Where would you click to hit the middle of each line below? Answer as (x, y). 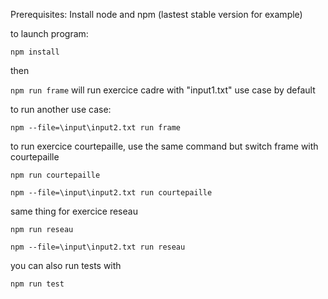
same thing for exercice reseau (74, 211)
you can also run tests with (66, 265)
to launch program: (49, 33)
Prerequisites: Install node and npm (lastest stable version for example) (156, 14)
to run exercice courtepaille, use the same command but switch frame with (164, 146)
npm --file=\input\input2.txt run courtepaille (111, 193)
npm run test (37, 284)
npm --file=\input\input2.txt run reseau (98, 247)
